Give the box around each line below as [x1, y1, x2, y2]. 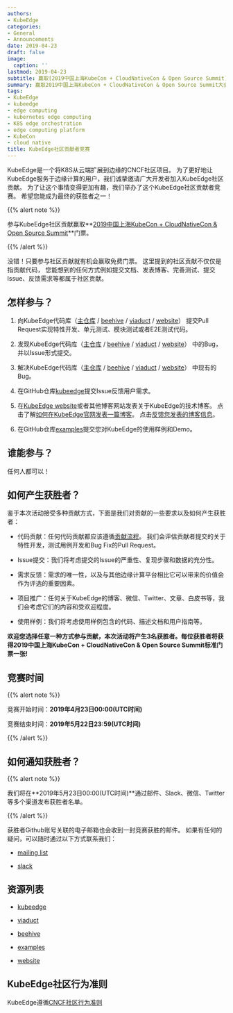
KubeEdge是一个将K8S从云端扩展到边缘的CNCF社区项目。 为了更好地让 [7, 166, 213, 174]
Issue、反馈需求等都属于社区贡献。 [7, 274, 107, 282]
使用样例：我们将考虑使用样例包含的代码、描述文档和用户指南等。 [17, 618, 206, 626]
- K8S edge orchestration [7, 120, 82, 127]
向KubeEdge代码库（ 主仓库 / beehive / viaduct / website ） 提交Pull [17, 316, 209, 324]
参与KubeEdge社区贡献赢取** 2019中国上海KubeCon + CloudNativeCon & [7, 220, 218, 228]
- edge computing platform [7, 126, 85, 133]
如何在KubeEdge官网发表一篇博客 [35, 410, 132, 418]
